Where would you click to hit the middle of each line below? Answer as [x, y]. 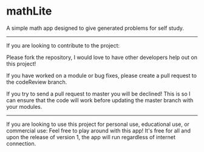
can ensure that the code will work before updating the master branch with [100, 100]
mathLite [29, 11]
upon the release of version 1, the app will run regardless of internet [91, 137]
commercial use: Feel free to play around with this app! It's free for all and [99, 130]
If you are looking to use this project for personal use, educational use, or [98, 124]
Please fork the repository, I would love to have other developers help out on [102, 57]
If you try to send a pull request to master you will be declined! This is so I [98, 94]
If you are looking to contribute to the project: [63, 45]
